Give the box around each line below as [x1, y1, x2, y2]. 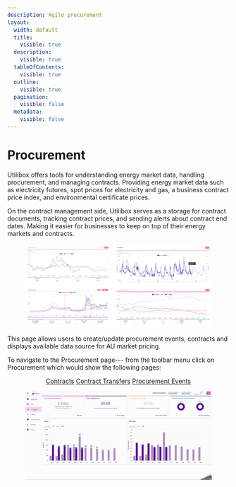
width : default [13, 26, 58, 33]
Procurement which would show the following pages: [7, 363, 161, 371]
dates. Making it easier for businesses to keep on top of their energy [7, 221, 206, 230]
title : [13, 34, 33, 41]
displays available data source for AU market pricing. [7, 341, 161, 350]
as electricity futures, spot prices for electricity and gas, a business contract [7, 185, 229, 194]
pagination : [13, 93, 49, 100]
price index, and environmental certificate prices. [7, 193, 150, 201]
